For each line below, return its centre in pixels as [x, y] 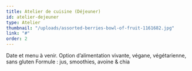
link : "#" [18, 33]
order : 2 [17, 39]
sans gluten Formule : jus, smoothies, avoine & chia [68, 62]
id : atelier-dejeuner [33, 17]
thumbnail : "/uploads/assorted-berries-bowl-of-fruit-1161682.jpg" [90, 28]
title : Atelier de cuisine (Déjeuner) [53, 11]
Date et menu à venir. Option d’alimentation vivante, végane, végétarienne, [96, 55]
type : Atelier [23, 22]
